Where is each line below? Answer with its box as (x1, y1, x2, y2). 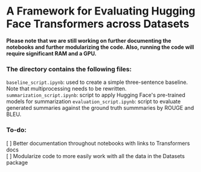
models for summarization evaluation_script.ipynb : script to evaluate (6, 98, 181, 105)
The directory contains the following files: (6, 65, 132, 73)
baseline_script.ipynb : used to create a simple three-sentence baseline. (6, 78, 188, 86)
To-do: (6, 126, 27, 134)
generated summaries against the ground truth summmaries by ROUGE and (6, 104, 194, 112)
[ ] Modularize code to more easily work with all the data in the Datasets (6, 152, 185, 159)
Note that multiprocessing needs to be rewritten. (6, 85, 127, 92)
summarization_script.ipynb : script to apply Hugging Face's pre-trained (6, 92, 186, 99)
